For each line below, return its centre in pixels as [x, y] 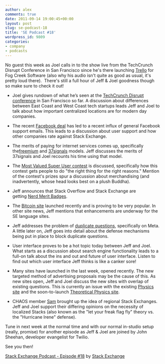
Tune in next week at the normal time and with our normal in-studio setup [80, 326]
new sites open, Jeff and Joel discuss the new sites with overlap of [80, 281]
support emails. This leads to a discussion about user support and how [84, 131]
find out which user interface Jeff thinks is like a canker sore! [74, 261]
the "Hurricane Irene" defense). [44, 317]
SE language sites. [31, 216]
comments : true [21, 14]
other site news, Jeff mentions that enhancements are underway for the [85, 211]
